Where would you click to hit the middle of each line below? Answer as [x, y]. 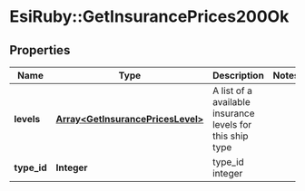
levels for [232, 124]
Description [238, 76]
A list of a [232, 91]
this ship [230, 136]
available [231, 102]
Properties [40, 50]
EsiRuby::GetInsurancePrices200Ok [149, 17]
